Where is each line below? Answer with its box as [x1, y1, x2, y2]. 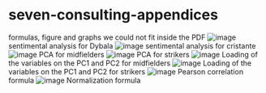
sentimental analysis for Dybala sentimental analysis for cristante [8, 40, 256, 50]
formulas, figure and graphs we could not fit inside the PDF [8, 32, 206, 42]
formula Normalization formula [8, 75, 141, 85]
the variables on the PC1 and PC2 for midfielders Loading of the [8, 58, 252, 68]
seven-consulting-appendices [8, 6, 219, 24]
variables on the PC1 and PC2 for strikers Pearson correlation [8, 66, 244, 76]
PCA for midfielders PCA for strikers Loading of [39, 49, 258, 59]
